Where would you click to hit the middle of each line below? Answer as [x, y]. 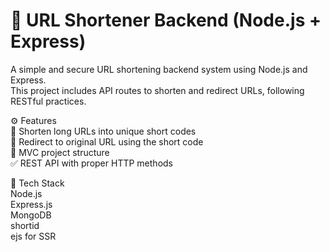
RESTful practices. [48, 101]
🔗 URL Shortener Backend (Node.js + [166, 20]
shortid [25, 225]
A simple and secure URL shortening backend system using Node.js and [159, 69]
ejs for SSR [33, 236]
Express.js [31, 204]
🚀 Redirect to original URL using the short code [107, 141]
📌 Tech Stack [37, 183]
